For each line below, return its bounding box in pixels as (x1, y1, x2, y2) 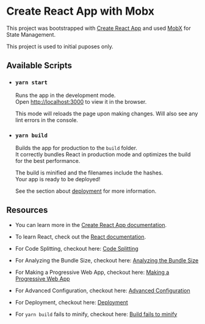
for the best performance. (15, 157, 81, 164)
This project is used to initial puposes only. (6, 43, 114, 50)
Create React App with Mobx (6, 4, 154, 18)
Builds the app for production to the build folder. (15, 144, 137, 151)
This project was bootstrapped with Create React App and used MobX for (6, 24, 191, 32)
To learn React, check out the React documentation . (15, 233, 146, 240)
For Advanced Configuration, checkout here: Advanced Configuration (15, 287, 190, 294)
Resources (6, 205, 48, 215)
